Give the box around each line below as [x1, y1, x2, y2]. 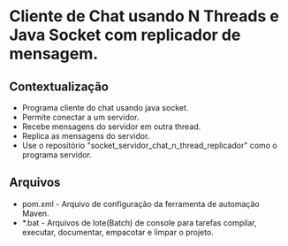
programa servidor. [21, 150, 93, 160]
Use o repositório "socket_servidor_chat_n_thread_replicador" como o [21, 140, 278, 150]
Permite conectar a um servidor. [21, 112, 140, 122]
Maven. [21, 208, 50, 219]
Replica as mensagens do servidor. [21, 131, 150, 141]
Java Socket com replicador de [9, 25, 241, 45]
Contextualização [9, 79, 109, 94]
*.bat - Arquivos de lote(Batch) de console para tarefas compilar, [21, 217, 258, 227]
